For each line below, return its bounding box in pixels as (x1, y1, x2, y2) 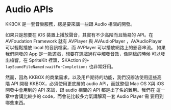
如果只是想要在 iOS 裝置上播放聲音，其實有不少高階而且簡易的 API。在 (5, 31, 154, 38)
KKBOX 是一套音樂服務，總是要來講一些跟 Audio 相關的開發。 (5, 21, 135, 27)
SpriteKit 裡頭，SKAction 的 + (29, 57, 89, 63)
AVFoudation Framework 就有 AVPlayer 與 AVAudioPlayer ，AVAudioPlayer (5, 38, 162, 44)
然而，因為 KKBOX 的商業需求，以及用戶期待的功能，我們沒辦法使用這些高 (5, 74, 162, 80)
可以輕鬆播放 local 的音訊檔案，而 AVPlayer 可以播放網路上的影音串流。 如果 (5, 44, 166, 50)
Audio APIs (5, 4, 54, 15)
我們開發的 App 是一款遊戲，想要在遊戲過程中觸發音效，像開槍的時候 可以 (5, 51, 161, 57)
